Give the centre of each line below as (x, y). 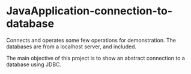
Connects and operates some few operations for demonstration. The (91, 40)
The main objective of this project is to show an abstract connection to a (95, 58)
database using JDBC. (34, 64)
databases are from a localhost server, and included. (71, 47)
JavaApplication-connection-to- (89, 11)
